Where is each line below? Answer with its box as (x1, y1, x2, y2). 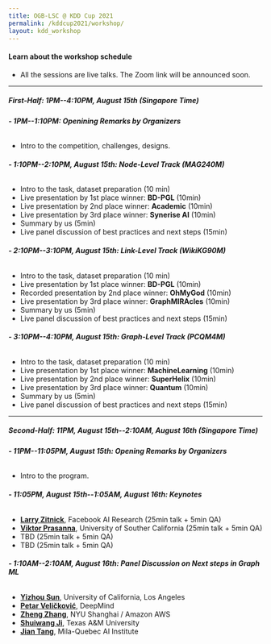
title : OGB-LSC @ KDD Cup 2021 (8, 11, 114, 20)
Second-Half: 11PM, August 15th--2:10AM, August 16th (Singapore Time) (8, 426, 258, 435)
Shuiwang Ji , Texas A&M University (19, 617, 140, 627)
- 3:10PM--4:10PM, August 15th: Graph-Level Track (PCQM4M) (8, 332, 226, 342)
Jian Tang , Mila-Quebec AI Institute (19, 626, 139, 636)
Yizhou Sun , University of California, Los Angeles (19, 592, 186, 601)
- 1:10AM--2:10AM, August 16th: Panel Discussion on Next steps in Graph (8, 559, 261, 568)
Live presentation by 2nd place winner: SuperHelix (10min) (19, 374, 216, 384)
